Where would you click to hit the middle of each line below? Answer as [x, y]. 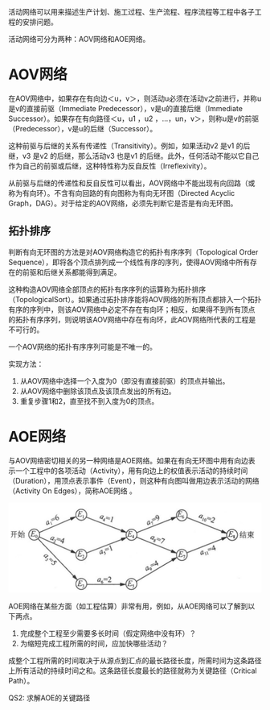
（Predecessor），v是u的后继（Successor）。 [83, 128]
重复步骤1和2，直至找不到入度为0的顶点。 [89, 401]
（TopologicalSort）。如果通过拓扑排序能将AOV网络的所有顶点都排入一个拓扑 [135, 299]
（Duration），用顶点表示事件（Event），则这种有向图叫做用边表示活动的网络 [134, 480]
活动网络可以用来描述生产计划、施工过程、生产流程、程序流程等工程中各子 [131, 12]
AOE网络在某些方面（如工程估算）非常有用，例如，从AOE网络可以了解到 [128, 606]
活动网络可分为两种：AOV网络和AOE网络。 [79, 39]
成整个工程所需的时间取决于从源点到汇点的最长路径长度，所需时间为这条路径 [135, 660]
